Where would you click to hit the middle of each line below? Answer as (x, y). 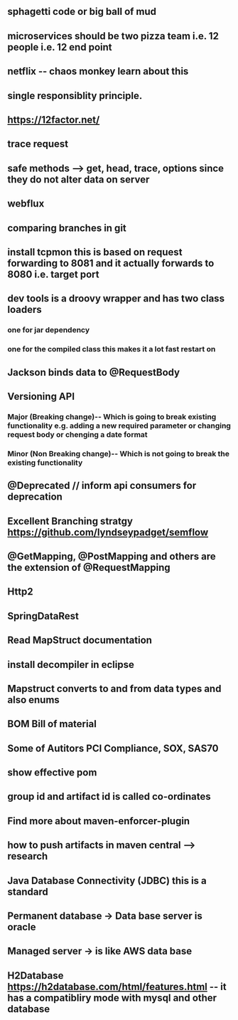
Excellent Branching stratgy (70, 521)
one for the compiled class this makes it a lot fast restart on (112, 349)
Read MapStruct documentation (80, 640)
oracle (22, 927)
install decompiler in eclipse (71, 665)
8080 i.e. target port (53, 274)
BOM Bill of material (52, 724)
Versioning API (41, 396)
